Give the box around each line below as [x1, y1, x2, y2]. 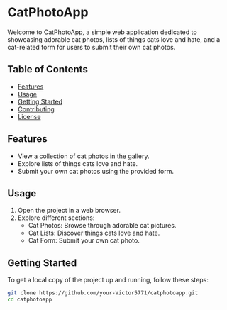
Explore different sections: [17, 214, 95, 222]
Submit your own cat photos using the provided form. [17, 167, 175, 175]
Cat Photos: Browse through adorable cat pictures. [28, 221, 177, 230]
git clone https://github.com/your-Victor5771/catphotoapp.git [7, 289, 199, 297]
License [17, 112, 41, 121]
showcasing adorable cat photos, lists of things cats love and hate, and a [7, 35, 221, 43]
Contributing [17, 104, 55, 114]
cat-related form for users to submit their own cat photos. [7, 43, 176, 51]
